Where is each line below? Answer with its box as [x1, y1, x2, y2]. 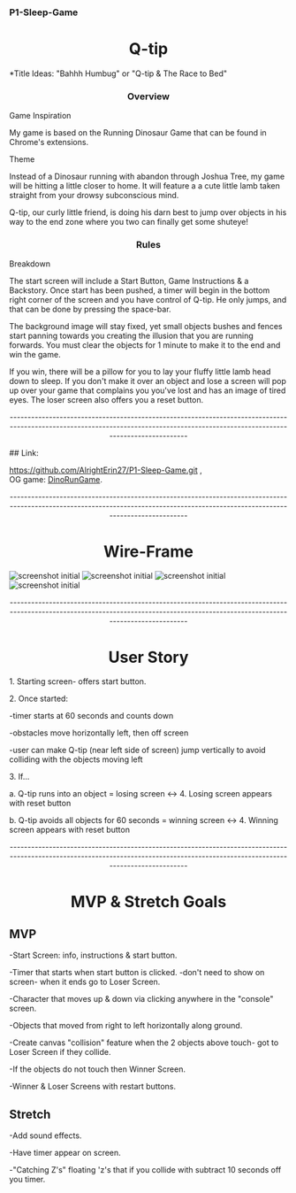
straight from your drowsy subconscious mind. [9, 190, 179, 201]
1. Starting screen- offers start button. [9, 676, 147, 687]
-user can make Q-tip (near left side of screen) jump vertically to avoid [9, 745, 267, 756]
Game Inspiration [9, 111, 72, 121]
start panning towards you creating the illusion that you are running [9, 330, 254, 342]
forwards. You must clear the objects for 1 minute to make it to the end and [9, 340, 281, 350]
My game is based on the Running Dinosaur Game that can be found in [9, 127, 267, 138]
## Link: [9, 448, 39, 458]
